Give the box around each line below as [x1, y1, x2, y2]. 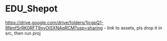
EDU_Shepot [5, 3, 58, 14]
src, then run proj [5, 30, 41, 36]
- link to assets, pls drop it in [103, 24, 162, 30]
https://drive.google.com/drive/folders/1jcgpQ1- [5, 19, 104, 25]
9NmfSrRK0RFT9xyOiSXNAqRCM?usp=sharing [5, 24, 103, 30]
